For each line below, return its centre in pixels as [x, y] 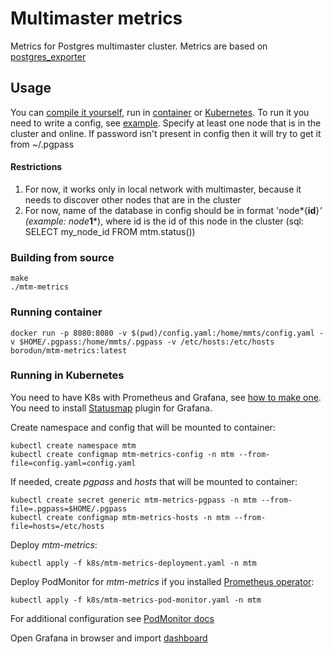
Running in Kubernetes [67, 375]
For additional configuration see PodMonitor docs [112, 618]
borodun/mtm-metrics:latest [69, 350]
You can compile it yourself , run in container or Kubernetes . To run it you [160, 112]
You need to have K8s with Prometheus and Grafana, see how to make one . [166, 397]
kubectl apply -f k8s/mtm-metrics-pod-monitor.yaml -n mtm [136, 600]
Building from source [62, 257]
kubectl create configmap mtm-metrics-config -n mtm [122, 454]
